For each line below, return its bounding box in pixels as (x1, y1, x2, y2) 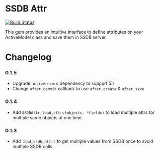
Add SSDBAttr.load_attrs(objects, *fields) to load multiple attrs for (12, 109, 155, 115)
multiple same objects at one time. (12, 114, 83, 120)
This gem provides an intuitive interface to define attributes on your (5, 29, 143, 35)
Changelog (5, 51, 52, 63)
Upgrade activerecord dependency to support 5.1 (12, 80, 114, 87)
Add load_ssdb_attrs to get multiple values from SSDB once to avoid (12, 138, 154, 144)
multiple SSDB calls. (12, 144, 54, 150)
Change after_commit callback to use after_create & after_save (12, 86, 144, 92)
